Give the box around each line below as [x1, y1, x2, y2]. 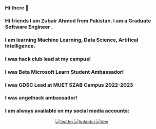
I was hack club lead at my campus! [5, 55, 91, 62]
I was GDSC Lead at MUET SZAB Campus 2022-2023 [5, 81, 133, 88]
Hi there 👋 [5, 4, 29, 11]
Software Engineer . [5, 23, 53, 30]
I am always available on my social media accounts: [5, 108, 130, 114]
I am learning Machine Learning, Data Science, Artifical [5, 36, 138, 43]
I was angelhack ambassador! [5, 95, 78, 101]
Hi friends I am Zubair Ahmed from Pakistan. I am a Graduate [5, 17, 151, 24]
